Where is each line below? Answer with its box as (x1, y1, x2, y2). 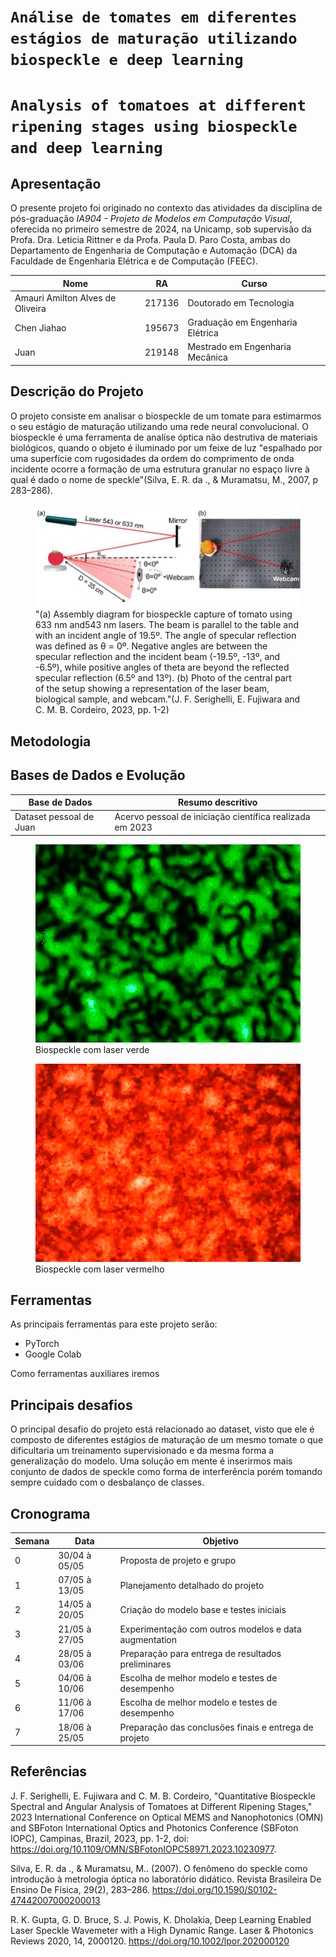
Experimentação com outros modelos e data (119, 1623, 302, 1635)
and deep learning (10, 139, 163, 158)
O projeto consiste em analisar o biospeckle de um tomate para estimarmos (10, 410, 322, 422)
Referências (10, 1763, 88, 1780)
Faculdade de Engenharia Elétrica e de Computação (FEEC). (10, 255, 258, 267)
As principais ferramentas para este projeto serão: (10, 1318, 218, 1330)
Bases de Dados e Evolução (10, 767, 186, 784)
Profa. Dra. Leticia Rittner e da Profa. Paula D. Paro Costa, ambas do (10, 234, 291, 246)
